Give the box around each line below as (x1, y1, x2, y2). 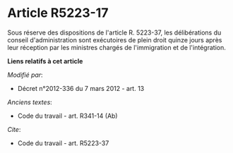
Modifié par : (7, 71, 44, 79)
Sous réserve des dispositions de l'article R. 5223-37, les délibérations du (7, 28, 222, 37)
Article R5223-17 (7, 5, 109, 21)
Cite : (7, 125, 21, 133)
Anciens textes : (7, 97, 53, 106)
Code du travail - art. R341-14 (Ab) (17, 111, 118, 120)
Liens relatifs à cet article (7, 56, 83, 65)
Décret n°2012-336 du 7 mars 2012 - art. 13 (17, 84, 145, 92)
